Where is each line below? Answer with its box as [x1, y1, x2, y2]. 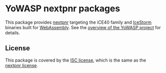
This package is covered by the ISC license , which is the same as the [5, 57, 146, 63]
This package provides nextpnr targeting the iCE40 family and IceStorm [5, 19, 152, 25]
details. [5, 30, 20, 36]
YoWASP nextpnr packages [5, 3, 120, 14]
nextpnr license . [5, 62, 38, 68]
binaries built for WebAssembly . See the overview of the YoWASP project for [5, 24, 161, 30]
